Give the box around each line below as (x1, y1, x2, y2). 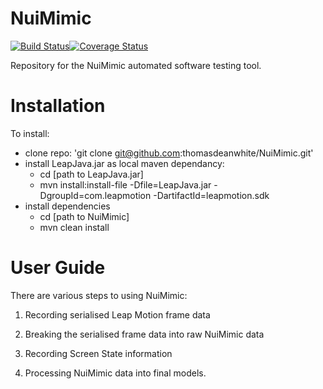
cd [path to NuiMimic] (39, 210, 130, 222)
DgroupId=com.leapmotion (39, 189, 152, 201)
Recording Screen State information (24, 347, 173, 359)
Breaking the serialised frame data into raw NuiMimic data (24, 328, 265, 340)
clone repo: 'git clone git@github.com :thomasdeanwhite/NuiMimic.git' (24, 147, 314, 159)
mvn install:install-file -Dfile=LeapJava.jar (39, 178, 212, 191)
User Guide (10, 257, 106, 279)
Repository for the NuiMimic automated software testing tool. (10, 59, 262, 71)
